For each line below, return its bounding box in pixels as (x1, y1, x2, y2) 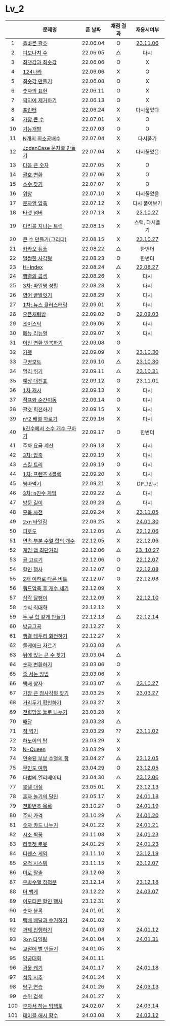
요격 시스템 (22, 859, 48, 867)
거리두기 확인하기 (22, 699, 62, 706)
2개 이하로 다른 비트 (22, 575, 68, 582)
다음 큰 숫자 (22, 161, 49, 169)
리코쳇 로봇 (22, 841, 48, 848)
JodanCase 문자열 (22, 144, 65, 151)
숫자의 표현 (22, 87, 48, 94)
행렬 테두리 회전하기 (22, 633, 68, 640)
